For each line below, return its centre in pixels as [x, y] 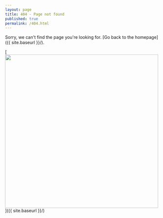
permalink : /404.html [27, 23]
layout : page [18, 10]
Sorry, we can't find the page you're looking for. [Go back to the [70, 37]
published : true [22, 19]
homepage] [146, 37]
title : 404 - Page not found [35, 14]
